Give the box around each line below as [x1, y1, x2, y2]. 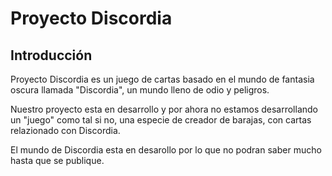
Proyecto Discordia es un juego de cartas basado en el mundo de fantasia [10, 73, 315, 85]
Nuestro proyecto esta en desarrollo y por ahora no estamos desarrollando [10, 103, 319, 115]
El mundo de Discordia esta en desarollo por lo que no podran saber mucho [10, 144, 322, 156]
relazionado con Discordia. [10, 125, 121, 136]
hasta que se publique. [10, 155, 105, 166]
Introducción [10, 47, 93, 64]
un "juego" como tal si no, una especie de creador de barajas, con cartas [10, 114, 312, 126]
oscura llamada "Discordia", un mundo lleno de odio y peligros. [10, 84, 270, 96]
